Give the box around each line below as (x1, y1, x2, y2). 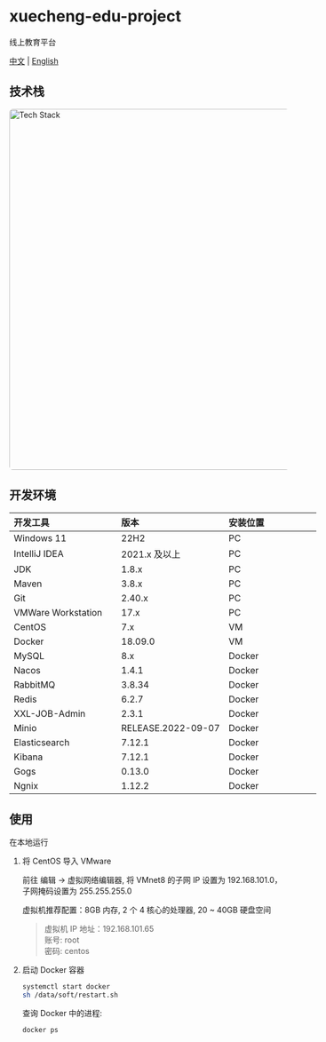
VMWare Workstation (13, 606, 103, 618)
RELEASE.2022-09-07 (121, 721, 220, 734)
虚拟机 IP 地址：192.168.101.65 (44, 924, 155, 935)
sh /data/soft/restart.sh (21, 990, 118, 1000)
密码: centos (44, 946, 91, 957)
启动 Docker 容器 (21, 965, 84, 975)
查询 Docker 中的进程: (21, 1008, 103, 1019)
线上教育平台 (9, 36, 56, 47)
